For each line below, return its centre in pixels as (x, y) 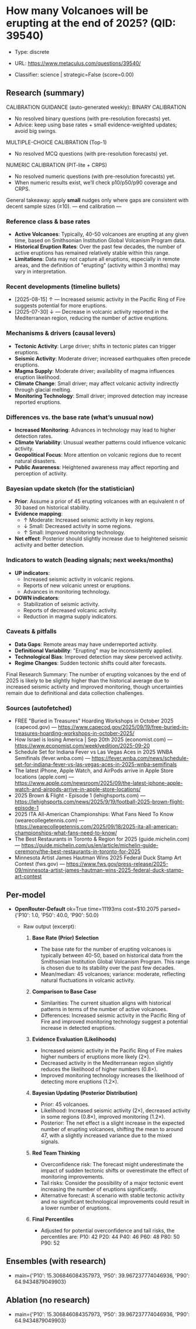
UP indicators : (32, 573)
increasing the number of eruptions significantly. (99, 1189)
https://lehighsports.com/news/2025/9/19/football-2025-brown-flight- (99, 802)
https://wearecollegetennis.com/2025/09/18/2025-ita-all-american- (96, 827)
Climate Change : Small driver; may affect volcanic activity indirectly (97, 383)
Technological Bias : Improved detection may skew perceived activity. (99, 656)
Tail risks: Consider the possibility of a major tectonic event (112, 1183)
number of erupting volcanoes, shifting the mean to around (112, 1129)
